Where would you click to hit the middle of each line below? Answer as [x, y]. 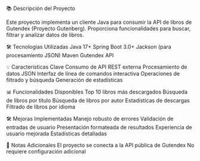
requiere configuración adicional [46, 151]
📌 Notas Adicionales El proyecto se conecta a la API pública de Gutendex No [100, 145]
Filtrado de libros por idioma [41, 107]
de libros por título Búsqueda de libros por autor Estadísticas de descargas [98, 100]
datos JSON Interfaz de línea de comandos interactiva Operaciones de [93, 74]
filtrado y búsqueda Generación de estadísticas [64, 80]
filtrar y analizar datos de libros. [45, 35]
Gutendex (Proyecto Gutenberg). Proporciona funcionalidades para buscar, [99, 28]
